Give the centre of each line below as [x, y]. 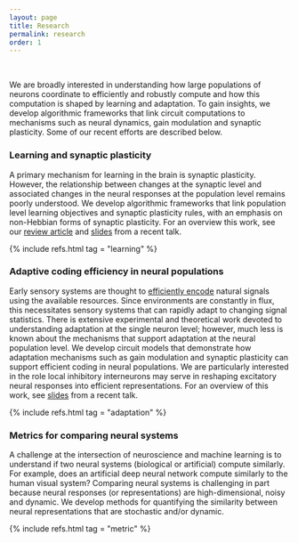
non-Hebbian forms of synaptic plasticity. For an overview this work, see [142, 222]
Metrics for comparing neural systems [94, 435]
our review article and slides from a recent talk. [96, 231]
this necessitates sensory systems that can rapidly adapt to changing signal [148, 310]
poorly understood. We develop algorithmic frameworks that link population [148, 203]
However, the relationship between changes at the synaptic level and [136, 184]
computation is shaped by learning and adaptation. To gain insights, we [140, 104]
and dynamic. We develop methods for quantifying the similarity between [144, 502]
